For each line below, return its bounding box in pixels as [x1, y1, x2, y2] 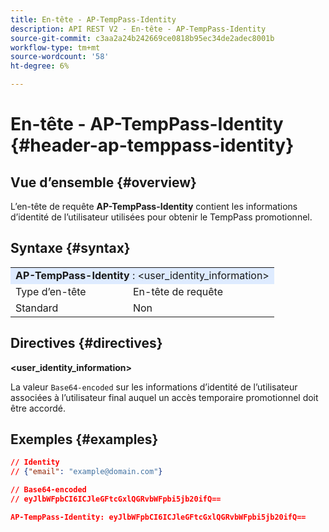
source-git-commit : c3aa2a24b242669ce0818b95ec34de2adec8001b [10, 33, 275, 43]
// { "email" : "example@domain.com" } [10, 467, 163, 477]
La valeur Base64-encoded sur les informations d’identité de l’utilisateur [10, 381, 298, 393]
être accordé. [10, 402, 66, 414]
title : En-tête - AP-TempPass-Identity [10, 14, 177, 25]
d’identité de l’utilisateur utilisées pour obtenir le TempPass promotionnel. [10, 211, 313, 223]
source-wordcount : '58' [10, 52, 110, 62]
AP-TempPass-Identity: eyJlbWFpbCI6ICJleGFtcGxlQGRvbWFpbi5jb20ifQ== [10, 512, 307, 522]
